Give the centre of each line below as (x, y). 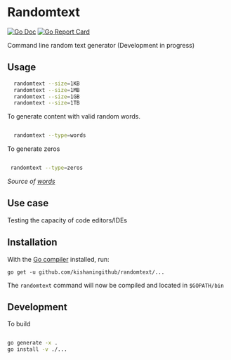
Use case (28, 203)
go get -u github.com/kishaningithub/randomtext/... (86, 272)
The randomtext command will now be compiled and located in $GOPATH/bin (116, 285)
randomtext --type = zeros (46, 168)
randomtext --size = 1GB (47, 96)
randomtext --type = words (50, 135)
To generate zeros (34, 149)
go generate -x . (33, 343)
